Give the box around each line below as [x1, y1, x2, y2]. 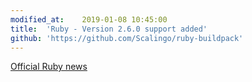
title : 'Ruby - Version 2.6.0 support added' [10, 24, 208, 34]
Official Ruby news [10, 61, 88, 73]
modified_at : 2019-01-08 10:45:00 [10, 14, 168, 25]
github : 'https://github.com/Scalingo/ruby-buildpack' [10, 33, 244, 43]
